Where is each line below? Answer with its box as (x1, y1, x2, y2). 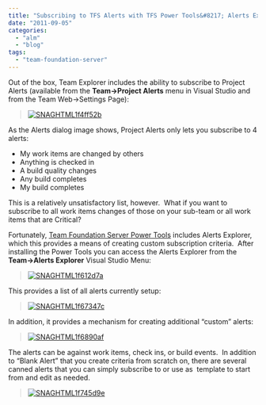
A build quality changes (19, 166, 97, 175)
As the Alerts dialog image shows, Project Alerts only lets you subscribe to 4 (8, 124, 257, 135)
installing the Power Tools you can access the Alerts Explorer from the (8, 246, 237, 256)
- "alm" (15, 33, 41, 42)
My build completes (19, 182, 85, 192)
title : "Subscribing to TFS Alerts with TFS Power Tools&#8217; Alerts (8, 11, 249, 20)
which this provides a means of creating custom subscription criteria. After (8, 239, 254, 248)
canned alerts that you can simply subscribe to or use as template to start (8, 364, 251, 373)
